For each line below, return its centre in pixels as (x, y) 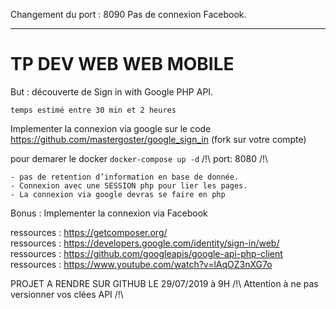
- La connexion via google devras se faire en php (118, 194)
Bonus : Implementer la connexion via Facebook (109, 213)
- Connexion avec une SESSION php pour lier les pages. (129, 185)
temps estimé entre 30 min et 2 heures (93, 110)
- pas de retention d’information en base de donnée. (125, 177)
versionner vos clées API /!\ (67, 294)
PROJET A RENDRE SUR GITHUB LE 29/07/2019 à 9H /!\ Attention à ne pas (164, 283)
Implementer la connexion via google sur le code (111, 128)
